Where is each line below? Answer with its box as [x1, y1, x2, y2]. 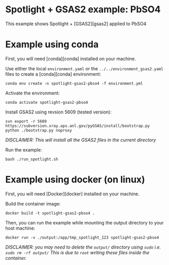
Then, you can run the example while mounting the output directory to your [5, 219, 164, 225]
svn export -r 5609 [5, 119, 47, 124]
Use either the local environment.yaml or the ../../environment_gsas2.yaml [5, 65, 164, 71]
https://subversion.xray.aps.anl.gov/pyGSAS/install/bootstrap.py [5, 123, 150, 128]
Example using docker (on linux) [5, 174, 145, 185]
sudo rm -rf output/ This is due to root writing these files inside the [5, 249, 150, 255]
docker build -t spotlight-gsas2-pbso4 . [5, 211, 95, 216]
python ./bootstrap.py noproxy [5, 127, 72, 133]
